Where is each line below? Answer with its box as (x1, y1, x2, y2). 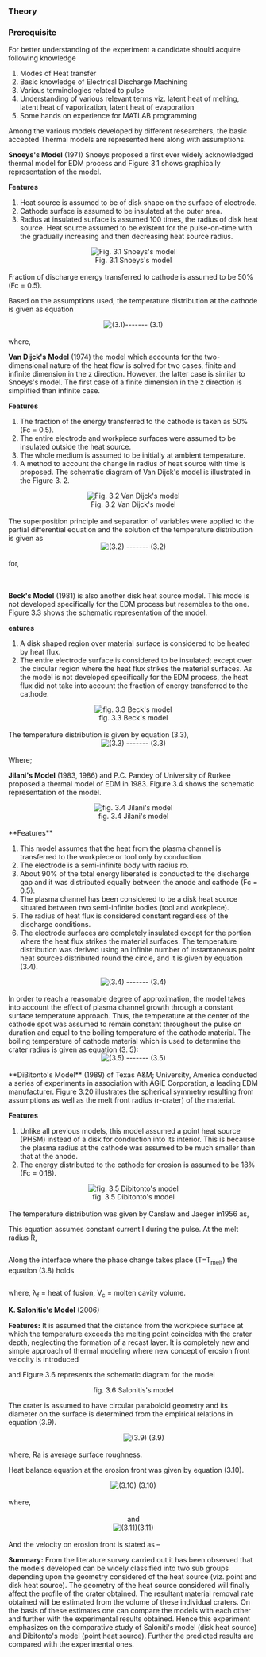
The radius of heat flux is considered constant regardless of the (19, 911, 229, 921)
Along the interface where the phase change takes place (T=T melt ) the (8, 1255, 238, 1267)
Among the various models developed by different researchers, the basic (8, 126, 248, 136)
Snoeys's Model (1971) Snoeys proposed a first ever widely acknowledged (8, 150, 253, 160)
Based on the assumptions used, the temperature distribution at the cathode (8, 296, 258, 306)
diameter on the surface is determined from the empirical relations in (8, 1408, 233, 1419)
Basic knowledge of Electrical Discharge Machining (19, 77, 188, 87)
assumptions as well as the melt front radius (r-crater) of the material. (8, 1095, 236, 1105)
